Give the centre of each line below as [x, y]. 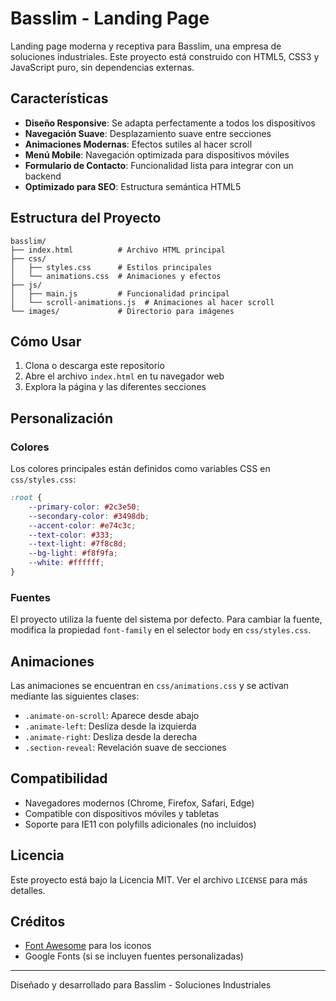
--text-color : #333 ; [71, 535]
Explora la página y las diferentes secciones [115, 387]
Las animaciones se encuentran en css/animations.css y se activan [150, 686]
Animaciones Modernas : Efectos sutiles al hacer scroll [138, 144]
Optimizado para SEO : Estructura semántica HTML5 [133, 186]
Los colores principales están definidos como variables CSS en [140, 469]
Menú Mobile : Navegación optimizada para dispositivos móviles [157, 154]
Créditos [38, 922]
